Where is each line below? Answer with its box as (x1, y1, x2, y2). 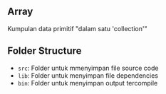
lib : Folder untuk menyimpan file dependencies (17, 71, 159, 80)
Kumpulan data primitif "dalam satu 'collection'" (7, 24, 147, 33)
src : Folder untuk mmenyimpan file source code (17, 64, 159, 72)
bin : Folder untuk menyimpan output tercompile (17, 78, 158, 87)
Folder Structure (7, 45, 82, 57)
